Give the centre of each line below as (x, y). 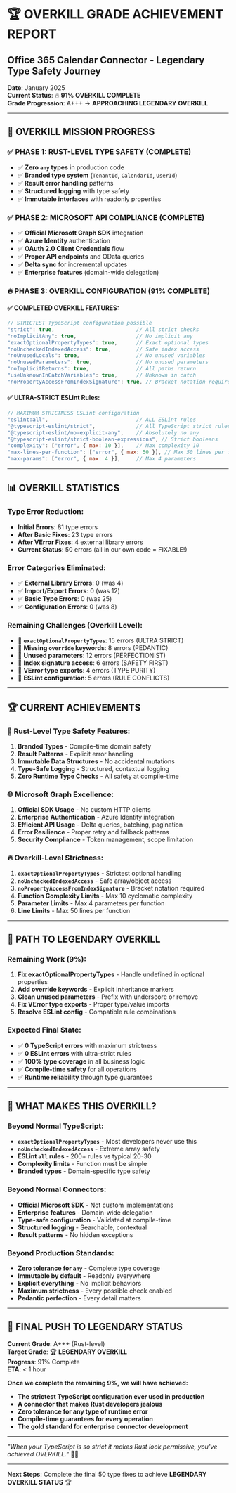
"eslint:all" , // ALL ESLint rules (102, 420)
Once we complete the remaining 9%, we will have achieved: (98, 1383)
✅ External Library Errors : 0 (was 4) (70, 583)
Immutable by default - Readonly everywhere (84, 1275)
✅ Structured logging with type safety (73, 190)
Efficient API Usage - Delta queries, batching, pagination (100, 825)
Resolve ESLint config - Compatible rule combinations (97, 1012)
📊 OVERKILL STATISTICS (64, 488)
